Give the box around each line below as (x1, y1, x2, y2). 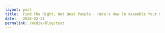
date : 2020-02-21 (5, 16, 45, 21)
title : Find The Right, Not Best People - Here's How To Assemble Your (5, 12, 157, 16)
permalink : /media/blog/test (5, 20, 65, 26)
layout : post (5, 7, 32, 12)
